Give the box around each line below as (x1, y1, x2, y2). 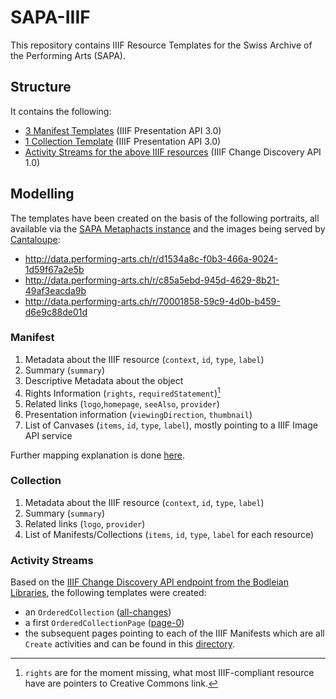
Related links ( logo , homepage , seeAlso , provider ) (24, 397, 220, 410)
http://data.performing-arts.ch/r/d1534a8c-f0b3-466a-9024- (24, 252, 279, 265)
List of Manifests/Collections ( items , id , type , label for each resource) (24, 528, 315, 540)
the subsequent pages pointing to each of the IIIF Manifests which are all (24, 627, 325, 640)
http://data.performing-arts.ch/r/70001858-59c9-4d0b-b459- (24, 295, 281, 307)
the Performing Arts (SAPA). (10, 49, 126, 61)
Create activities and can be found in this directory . (24, 638, 235, 650)
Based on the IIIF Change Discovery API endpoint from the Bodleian (10, 576, 289, 588)
